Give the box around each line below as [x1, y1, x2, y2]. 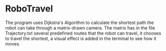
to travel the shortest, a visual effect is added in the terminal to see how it [5, 35, 156, 41]
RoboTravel [5, 3, 53, 14]
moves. [5, 40, 20, 46]
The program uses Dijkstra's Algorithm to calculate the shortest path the [5, 19, 154, 25]
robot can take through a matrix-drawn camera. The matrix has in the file [5, 24, 155, 30]
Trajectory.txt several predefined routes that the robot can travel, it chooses [5, 30, 161, 36]
